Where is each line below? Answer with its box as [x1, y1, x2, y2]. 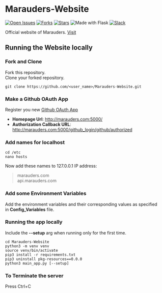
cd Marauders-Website [5, 239, 50, 244]
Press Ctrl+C [5, 284, 31, 290]
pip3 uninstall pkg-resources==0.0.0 [5, 257, 82, 262]
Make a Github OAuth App [5, 95, 69, 102]
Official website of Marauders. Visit [5, 29, 76, 35]
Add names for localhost [5, 139, 65, 146]
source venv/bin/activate [5, 248, 58, 253]
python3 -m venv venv [5, 243, 50, 249]
